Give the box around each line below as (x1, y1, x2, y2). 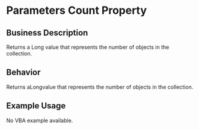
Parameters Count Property (6, 4, 147, 17)
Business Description (6, 28, 88, 38)
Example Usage (6, 101, 66, 111)
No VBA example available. (6, 117, 73, 124)
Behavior (6, 67, 41, 78)
